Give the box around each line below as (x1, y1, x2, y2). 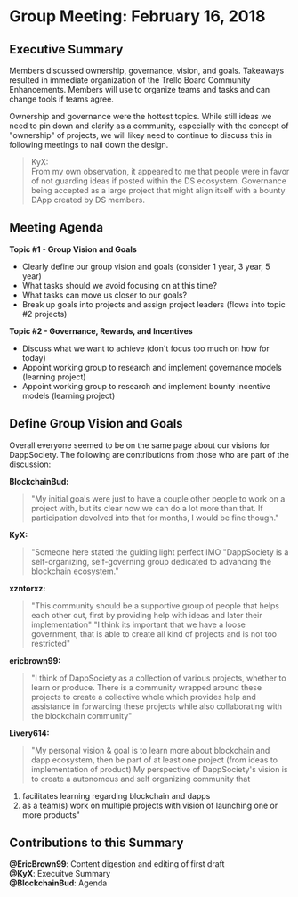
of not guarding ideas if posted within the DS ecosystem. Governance (30, 175, 287, 186)
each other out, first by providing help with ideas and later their (30, 609, 262, 620)
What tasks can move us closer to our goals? (21, 289, 188, 300)
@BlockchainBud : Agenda (9, 877, 108, 888)
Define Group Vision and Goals (9, 416, 184, 431)
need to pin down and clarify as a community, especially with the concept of (9, 120, 289, 131)
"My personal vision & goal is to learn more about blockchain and (30, 745, 270, 755)
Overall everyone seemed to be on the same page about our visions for (9, 439, 270, 451)
